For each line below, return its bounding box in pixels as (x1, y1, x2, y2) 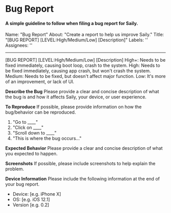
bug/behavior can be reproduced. (5, 109, 76, 115)
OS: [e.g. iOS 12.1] (12, 197, 50, 203)
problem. (5, 166, 24, 172)
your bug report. (5, 181, 40, 188)
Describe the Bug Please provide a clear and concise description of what (5, 89, 159, 95)
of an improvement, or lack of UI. (5, 78, 75, 85)
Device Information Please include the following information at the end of (5, 176, 160, 182)
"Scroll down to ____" (12, 130, 57, 136)
